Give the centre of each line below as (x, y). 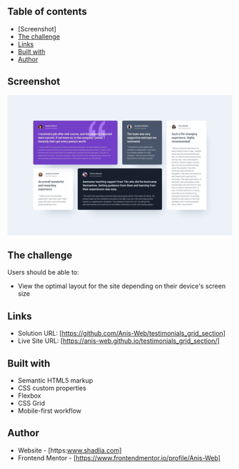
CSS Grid (31, 403)
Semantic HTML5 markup (55, 381)
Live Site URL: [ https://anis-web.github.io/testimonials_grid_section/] (118, 341)
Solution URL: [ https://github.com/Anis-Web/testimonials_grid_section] (122, 334)
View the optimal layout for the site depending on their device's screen (122, 286)
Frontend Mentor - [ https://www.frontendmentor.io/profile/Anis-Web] (119, 458)
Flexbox (29, 396)
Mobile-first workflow (50, 411)
